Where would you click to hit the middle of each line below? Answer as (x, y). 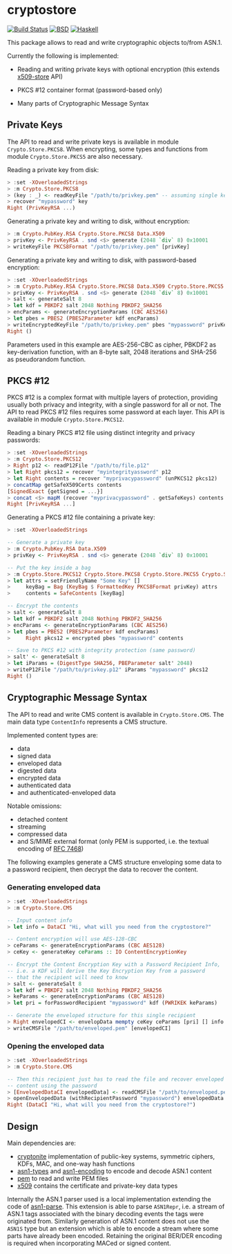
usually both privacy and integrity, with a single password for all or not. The (114, 405)
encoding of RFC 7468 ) (50, 849)
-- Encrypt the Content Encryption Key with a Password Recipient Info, (114, 965)
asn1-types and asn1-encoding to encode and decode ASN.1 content (114, 1171)
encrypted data (39, 778)
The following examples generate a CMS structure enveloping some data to (115, 862)
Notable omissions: (35, 806)
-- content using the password (52, 1086)
